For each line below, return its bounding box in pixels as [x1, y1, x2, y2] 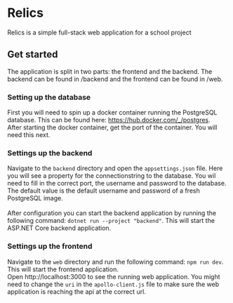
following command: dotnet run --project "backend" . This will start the [7, 217, 215, 225]
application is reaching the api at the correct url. [7, 287, 146, 296]
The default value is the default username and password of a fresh [7, 186, 200, 195]
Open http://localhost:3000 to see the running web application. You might [7, 272, 220, 281]
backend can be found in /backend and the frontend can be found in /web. [7, 75, 223, 83]
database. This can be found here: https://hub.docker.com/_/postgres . [7, 116, 211, 124]
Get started [7, 49, 58, 60]
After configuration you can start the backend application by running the [7, 209, 216, 217]
